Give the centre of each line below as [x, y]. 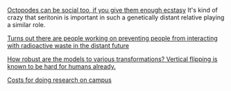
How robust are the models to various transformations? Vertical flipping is [112, 59]
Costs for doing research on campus [60, 80]
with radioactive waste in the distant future [68, 45]
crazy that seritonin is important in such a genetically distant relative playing [116, 17]
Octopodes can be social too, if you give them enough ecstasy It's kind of [113, 10]
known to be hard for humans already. [61, 66]
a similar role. [26, 25]
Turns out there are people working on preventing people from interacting [112, 38]
